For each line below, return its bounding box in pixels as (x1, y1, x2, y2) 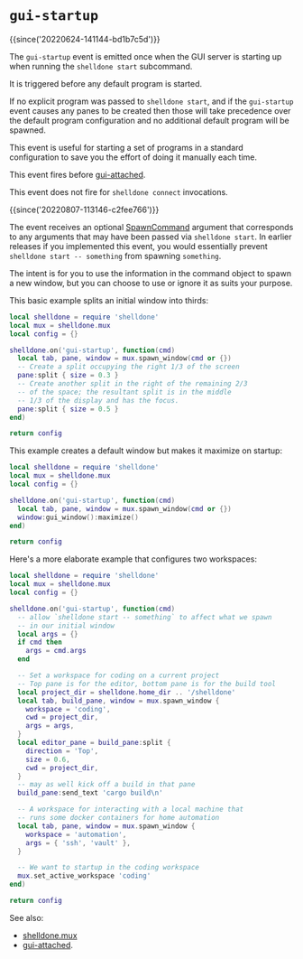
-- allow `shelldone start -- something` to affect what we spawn (17, 612, 272, 621)
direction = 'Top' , (25, 746, 99, 756)
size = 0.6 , (25, 755, 70, 764)
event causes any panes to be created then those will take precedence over (9, 105, 291, 116)
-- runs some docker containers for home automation (17, 814, 220, 823)
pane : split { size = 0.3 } (17, 371, 119, 380)
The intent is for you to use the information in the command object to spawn (9, 267, 291, 278)
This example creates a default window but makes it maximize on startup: (9, 445, 282, 456)
